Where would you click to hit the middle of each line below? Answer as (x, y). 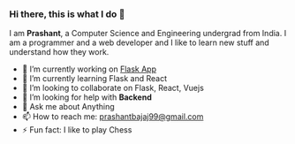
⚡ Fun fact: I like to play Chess (77, 130)
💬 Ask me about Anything (68, 107)
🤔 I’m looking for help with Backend (87, 97)
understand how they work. (59, 52)
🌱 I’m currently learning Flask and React (95, 79)
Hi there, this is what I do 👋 (67, 14)
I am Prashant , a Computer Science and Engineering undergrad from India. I (148, 34)
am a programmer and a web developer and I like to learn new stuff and (139, 42)
